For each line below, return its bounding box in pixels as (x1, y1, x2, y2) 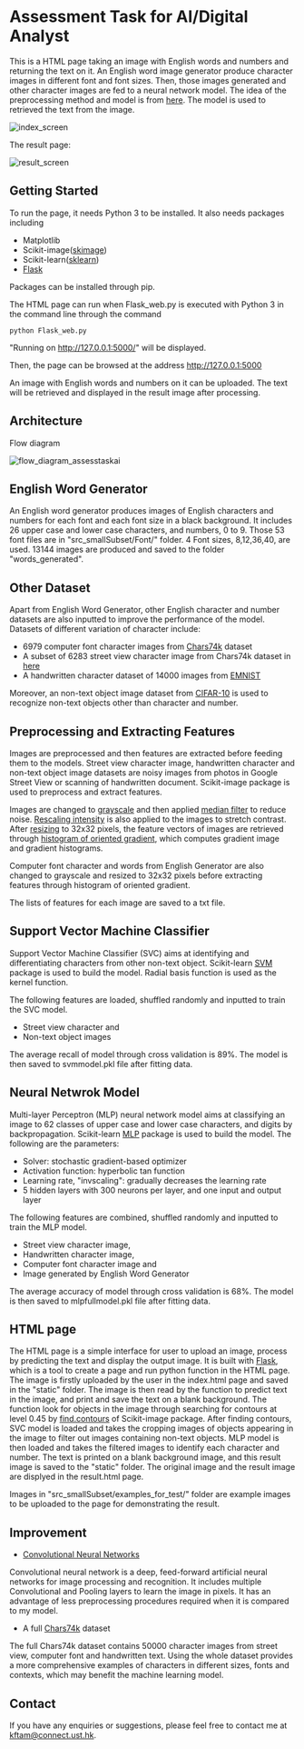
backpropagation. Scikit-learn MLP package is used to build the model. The (9, 1128, 292, 1139)
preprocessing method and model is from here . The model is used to (9, 94, 266, 105)
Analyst (9, 25, 70, 46)
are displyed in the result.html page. (9, 1471, 144, 1483)
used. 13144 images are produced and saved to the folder (9, 544, 225, 555)
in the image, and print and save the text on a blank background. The (9, 1394, 268, 1405)
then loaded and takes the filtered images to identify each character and (9, 1443, 279, 1454)
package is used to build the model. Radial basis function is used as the (9, 966, 277, 978)
